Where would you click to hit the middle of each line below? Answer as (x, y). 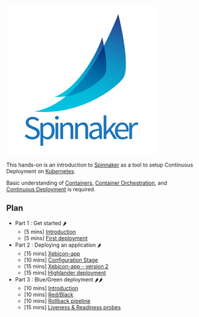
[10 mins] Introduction (51, 288)
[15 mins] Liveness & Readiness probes (72, 307)
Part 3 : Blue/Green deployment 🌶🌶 (59, 279)
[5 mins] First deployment (56, 238)
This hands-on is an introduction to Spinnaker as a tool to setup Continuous (100, 165)
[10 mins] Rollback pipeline (57, 301)
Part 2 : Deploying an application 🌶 (58, 245)
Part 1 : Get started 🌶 (41, 223)
